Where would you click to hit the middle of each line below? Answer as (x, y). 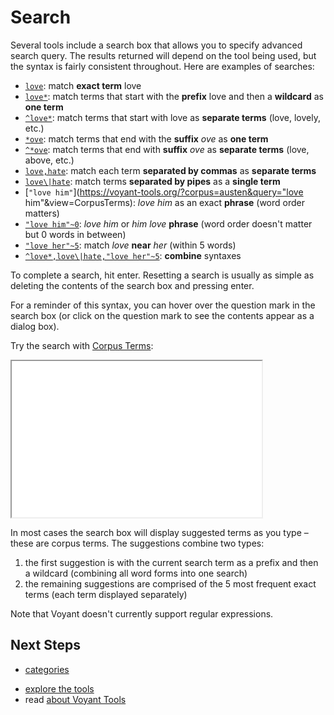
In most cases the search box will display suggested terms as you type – (159, 532)
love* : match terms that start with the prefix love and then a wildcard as (174, 96)
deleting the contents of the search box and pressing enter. (132, 285)
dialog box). (35, 326)
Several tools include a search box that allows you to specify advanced (156, 45)
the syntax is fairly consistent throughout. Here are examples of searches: (162, 66)
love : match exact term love (83, 85)
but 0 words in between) (75, 234)
